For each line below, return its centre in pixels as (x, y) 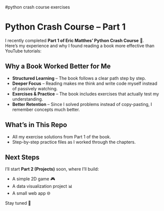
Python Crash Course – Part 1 (65, 27)
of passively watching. (35, 88)
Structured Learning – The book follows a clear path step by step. (79, 78)
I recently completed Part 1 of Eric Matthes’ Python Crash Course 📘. (75, 40)
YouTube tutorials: (23, 51)
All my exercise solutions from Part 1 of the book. (61, 136)
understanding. (27, 99)
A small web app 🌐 (31, 193)
